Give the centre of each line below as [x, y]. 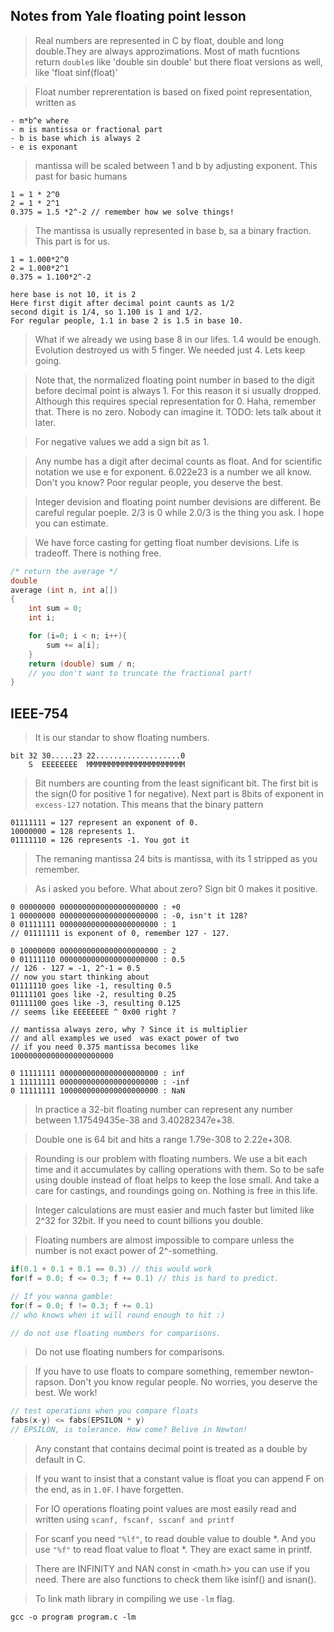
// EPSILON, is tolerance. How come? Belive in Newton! [129, 1430]
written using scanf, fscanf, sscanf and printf [134, 1519]
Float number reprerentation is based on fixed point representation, [173, 91]
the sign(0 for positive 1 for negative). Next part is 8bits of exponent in [179, 794]
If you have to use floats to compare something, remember [156, 1371]
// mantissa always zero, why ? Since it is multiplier [129, 1030]
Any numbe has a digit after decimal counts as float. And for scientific [178, 461]
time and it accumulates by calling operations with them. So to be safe [179, 1170]
